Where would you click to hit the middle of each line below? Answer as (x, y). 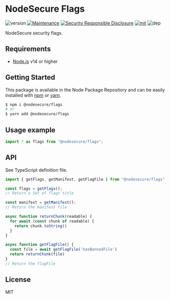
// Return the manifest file (36, 208)
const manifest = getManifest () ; (41, 202)
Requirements (28, 49)
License (18, 280)
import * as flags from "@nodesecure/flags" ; (54, 142)
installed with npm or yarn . (33, 95)
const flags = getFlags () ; (34, 189)
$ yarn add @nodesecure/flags (37, 114)
